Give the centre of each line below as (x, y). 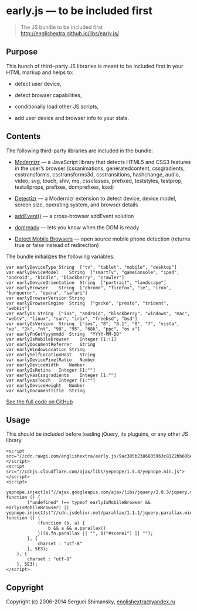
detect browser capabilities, (48, 95)
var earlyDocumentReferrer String (51, 344)
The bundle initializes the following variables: (60, 256)
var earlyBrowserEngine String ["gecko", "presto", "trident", (87, 303)
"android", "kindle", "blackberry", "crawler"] (65, 278)
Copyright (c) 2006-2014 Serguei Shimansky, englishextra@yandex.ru (91, 602)
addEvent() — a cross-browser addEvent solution (74, 216)
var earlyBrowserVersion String (45, 298)
